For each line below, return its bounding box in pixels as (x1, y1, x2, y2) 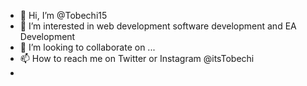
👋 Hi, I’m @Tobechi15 (19, 10, 108, 21)
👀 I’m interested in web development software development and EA (19, 20, 297, 32)
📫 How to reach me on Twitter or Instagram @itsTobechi (19, 53, 255, 64)
